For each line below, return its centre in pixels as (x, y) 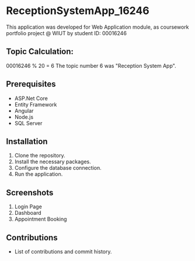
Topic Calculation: (40, 52)
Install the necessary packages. (53, 162)
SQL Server (28, 123)
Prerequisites (31, 84)
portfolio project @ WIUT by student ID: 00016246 (67, 33)
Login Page (28, 207)
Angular (24, 111)
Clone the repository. (40, 156)
